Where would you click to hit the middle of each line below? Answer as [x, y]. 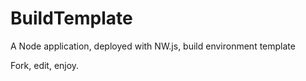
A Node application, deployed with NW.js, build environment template [153, 46]
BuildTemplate [71, 18]
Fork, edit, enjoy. [45, 65]
